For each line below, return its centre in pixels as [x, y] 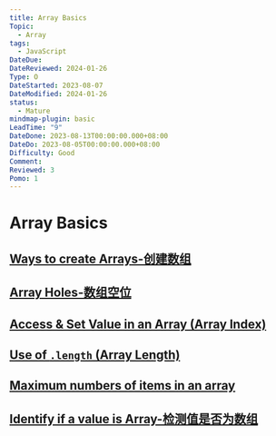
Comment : [26, 161]
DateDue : [26, 60]
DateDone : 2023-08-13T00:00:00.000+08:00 [89, 136]
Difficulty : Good [42, 153]
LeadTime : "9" [36, 128]
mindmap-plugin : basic [52, 119]
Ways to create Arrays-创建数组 [101, 258]
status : [24, 102]
